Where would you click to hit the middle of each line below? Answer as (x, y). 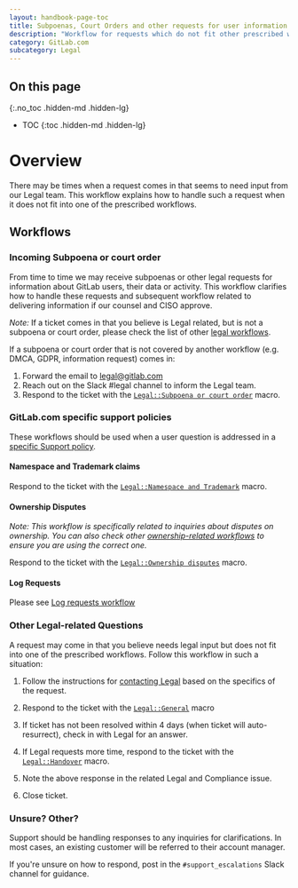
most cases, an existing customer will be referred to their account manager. (147, 847)
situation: (26, 663)
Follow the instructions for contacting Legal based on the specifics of (149, 681)
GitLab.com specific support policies (90, 417)
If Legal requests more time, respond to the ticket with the (128, 751)
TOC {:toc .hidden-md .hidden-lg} (84, 124)
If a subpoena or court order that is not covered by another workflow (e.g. (144, 349)
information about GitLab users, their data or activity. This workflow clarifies (148, 286)
